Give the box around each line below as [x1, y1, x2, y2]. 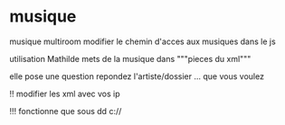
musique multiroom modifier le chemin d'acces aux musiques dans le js [9, 36, 276, 47]
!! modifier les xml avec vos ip [9, 88, 120, 99]
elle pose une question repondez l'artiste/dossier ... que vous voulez [9, 70, 265, 82]
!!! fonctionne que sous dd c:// [9, 105, 122, 116]
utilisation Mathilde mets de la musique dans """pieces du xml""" [9, 53, 252, 64]
